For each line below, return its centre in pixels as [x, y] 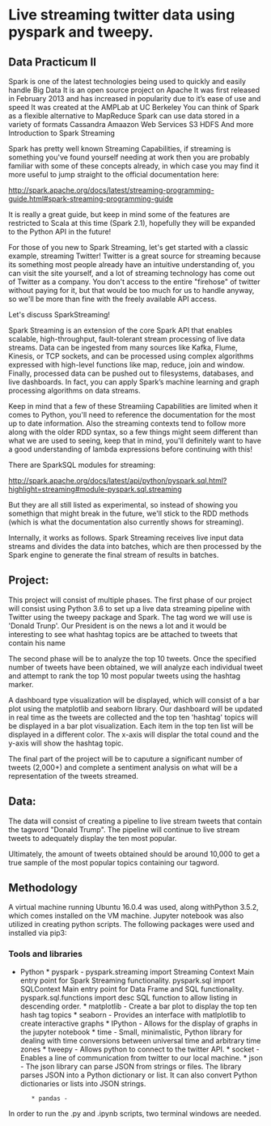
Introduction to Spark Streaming [62, 133]
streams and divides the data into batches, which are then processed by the [135, 546]
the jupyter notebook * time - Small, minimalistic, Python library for [131, 1032]
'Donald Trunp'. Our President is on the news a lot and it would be [118, 626]
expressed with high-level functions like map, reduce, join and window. [127, 365]
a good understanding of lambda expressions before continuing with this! [131, 449]
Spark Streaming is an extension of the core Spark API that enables [121, 330]
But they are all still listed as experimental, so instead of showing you [123, 505]
